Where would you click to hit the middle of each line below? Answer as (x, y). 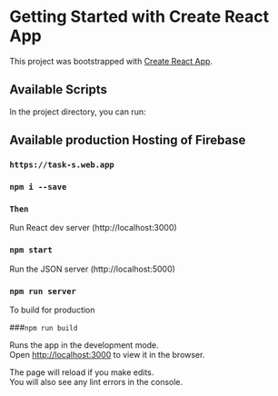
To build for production (52, 310)
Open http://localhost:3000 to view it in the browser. (107, 354)
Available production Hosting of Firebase (128, 140)
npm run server (43, 291)
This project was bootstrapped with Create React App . (111, 61)
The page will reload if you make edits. (82, 372)
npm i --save (38, 187)
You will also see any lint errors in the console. (96, 381)
